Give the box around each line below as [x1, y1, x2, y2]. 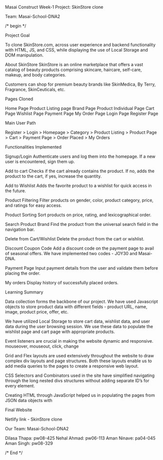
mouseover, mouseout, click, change [5, 343, 79, 349]
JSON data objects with [5, 398, 53, 403]
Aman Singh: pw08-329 [5, 441, 53, 446]
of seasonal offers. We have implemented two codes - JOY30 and [5, 251, 138, 256]
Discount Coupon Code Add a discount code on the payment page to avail [5, 245, 154, 251]
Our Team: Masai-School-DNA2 [5, 426, 69, 431]
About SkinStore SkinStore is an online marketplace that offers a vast [5, 62, 144, 67]
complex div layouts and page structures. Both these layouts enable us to [5, 358, 152, 364]
